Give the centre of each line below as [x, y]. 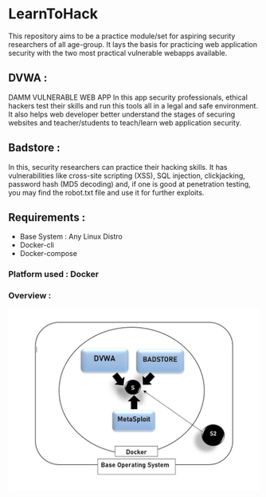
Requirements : [47, 217]
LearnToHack [53, 14]
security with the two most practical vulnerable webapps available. [118, 53]
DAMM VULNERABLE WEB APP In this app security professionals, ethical [128, 97]
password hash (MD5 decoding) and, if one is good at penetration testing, [129, 183]
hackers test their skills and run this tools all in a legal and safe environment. [133, 105]
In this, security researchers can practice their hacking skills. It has [118, 167]
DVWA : [28, 78]
